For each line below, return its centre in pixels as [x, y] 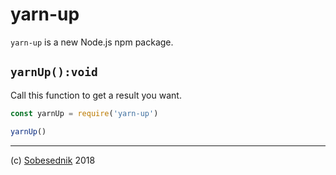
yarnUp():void [54, 72]
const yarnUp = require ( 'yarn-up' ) [84, 113]
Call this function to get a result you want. [96, 95]
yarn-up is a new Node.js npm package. [92, 42]
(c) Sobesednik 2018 [53, 160]
